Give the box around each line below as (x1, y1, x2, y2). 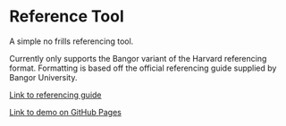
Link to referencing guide (9, 89, 102, 100)
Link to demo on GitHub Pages (9, 106, 122, 117)
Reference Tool (9, 6, 124, 27)
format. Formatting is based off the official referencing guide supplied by (9, 63, 277, 73)
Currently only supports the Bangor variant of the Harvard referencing (9, 53, 267, 63)
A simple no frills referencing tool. (9, 36, 134, 46)
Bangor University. (9, 71, 78, 82)
